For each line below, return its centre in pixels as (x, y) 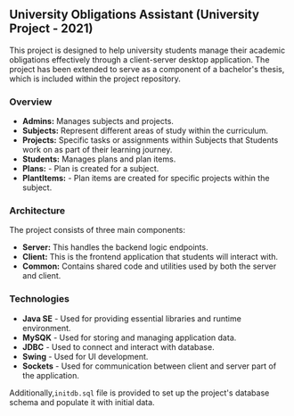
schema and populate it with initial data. (82, 402)
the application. (51, 375)
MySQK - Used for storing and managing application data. (129, 337)
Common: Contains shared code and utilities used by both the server (149, 266)
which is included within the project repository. (95, 79)
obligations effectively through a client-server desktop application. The (139, 59)
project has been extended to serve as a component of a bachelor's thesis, (147, 69)
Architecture (37, 211)
